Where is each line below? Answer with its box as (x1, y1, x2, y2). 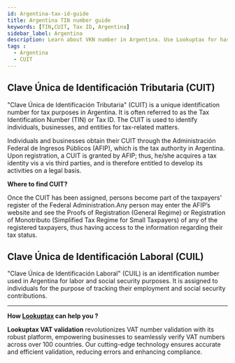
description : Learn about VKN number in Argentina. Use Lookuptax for (7, 36, 218, 43)
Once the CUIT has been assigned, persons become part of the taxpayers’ (7, 193, 222, 202)
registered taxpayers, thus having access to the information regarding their (7, 223, 223, 231)
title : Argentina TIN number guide (7, 17, 111, 24)
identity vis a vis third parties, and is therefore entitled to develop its (7, 158, 203, 167)
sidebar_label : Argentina (7, 29, 83, 37)
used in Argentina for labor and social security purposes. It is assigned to (7, 277, 218, 285)
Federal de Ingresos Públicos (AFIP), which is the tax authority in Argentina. (7, 144, 225, 152)
